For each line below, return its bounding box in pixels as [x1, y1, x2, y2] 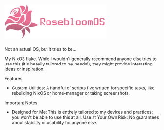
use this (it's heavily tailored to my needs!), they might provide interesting [4, 61, 153, 66]
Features [4, 75, 23, 81]
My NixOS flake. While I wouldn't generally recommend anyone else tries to [4, 56, 157, 62]
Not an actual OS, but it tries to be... [4, 46, 77, 52]
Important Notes [4, 100, 38, 106]
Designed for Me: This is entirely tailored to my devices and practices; [11, 109, 153, 115]
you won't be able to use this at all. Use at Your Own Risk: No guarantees [11, 114, 159, 120]
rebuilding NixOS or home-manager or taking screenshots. [11, 90, 130, 96]
